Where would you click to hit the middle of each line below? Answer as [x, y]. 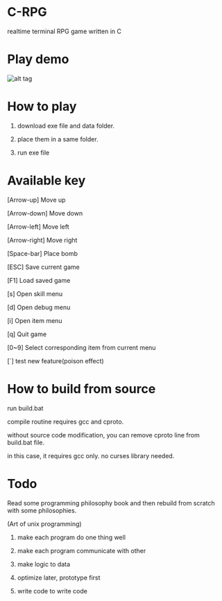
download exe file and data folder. [66, 125]
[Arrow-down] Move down [45, 213]
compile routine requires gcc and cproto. [66, 421]
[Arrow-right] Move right [42, 240]
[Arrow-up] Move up [36, 200]
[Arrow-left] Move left [38, 227]
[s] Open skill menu [35, 294]
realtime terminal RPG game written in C [64, 31]
